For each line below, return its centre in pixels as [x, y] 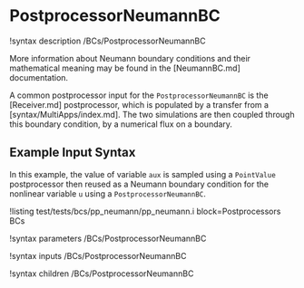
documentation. [39, 77]
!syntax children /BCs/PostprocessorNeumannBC [102, 274]
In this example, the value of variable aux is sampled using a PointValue [143, 174]
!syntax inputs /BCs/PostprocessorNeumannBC [98, 255]
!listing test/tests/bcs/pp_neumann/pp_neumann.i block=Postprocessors [145, 211]
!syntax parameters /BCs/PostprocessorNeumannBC [108, 238]
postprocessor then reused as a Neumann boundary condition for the [139, 184]
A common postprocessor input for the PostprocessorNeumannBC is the [139, 95]
